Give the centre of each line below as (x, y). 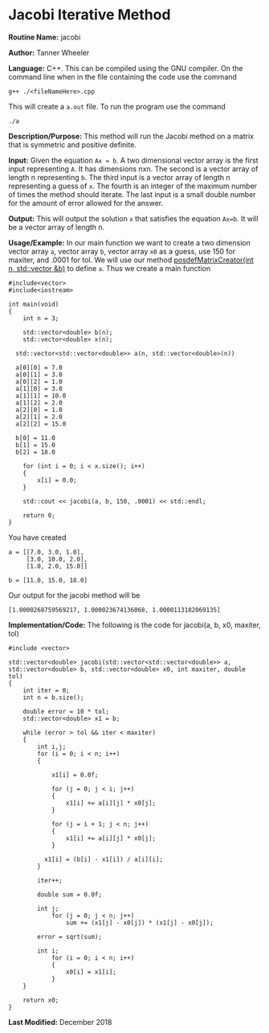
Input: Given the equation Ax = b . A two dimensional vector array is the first (133, 160)
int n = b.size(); (53, 698)
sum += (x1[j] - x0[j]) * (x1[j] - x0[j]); (140, 923)
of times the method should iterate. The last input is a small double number (132, 194)
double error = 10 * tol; (66, 711)
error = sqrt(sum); (70, 936)
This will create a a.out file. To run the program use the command (117, 106)
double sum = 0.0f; (70, 895)
